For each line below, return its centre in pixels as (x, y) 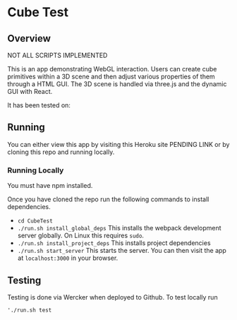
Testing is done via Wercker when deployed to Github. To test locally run (113, 297)
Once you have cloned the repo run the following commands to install (108, 199)
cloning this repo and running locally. (61, 152)
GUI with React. (30, 91)
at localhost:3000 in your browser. (68, 258)
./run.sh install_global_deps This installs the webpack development (119, 228)
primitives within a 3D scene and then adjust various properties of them (111, 76)
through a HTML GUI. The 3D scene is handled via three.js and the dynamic (117, 84)
